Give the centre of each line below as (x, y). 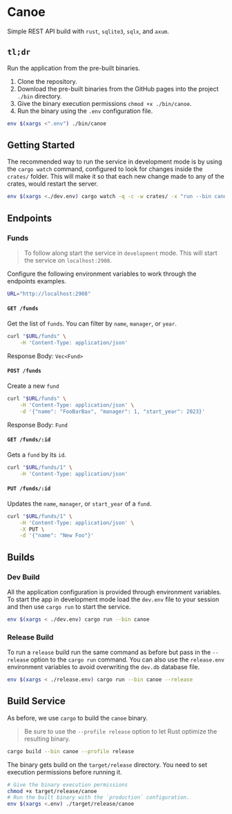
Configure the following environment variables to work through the (102, 274)
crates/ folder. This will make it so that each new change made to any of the (116, 177)
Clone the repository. (47, 81)
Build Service (36, 701)
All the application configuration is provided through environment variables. (115, 592)
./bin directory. (39, 96)
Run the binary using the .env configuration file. (85, 111)
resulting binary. (47, 738)
